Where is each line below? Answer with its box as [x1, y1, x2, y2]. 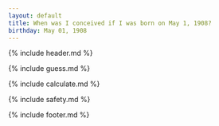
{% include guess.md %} [8, 64, 90, 73]
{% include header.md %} [8, 49, 93, 58]
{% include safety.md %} [8, 95, 91, 104]
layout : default [8, 11, 62, 20]
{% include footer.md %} [8, 110, 90, 120]
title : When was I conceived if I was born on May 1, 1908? [8, 19, 213, 27]
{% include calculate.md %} [8, 79, 100, 89]
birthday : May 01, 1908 [8, 26, 88, 34]
